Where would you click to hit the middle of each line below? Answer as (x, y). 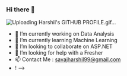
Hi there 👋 (21, 9)
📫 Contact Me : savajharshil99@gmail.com (68, 59)
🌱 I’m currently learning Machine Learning (66, 40)
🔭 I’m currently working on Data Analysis (64, 34)
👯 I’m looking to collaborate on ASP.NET (63, 46)
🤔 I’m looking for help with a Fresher (59, 53)
